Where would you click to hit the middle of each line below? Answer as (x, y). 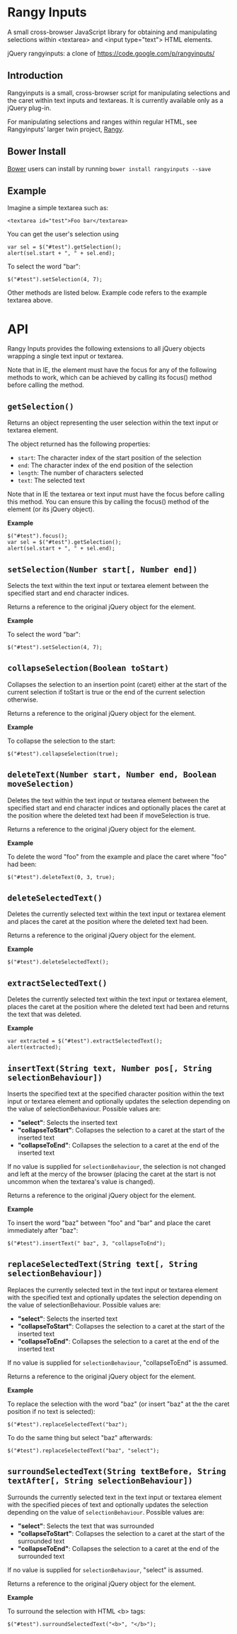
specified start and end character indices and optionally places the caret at (117, 807)
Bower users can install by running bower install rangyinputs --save (109, 168)
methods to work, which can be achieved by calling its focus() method (110, 378)
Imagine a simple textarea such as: (58, 208)
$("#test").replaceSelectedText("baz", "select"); (83, 1450)
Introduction (35, 76)
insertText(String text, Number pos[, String (110, 1068)
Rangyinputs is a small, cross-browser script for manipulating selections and (119, 92)
